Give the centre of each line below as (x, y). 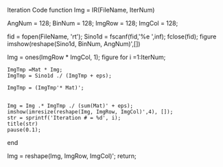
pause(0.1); (24, 130)
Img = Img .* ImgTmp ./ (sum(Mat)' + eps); (70, 106)
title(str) (23, 124)
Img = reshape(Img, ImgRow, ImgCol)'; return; (72, 156)
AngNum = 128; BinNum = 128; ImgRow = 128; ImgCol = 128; (93, 23)
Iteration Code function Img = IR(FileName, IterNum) (81, 10)
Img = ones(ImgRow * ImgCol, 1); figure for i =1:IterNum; (86, 57)
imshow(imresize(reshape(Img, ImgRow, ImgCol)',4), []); (90, 112)
